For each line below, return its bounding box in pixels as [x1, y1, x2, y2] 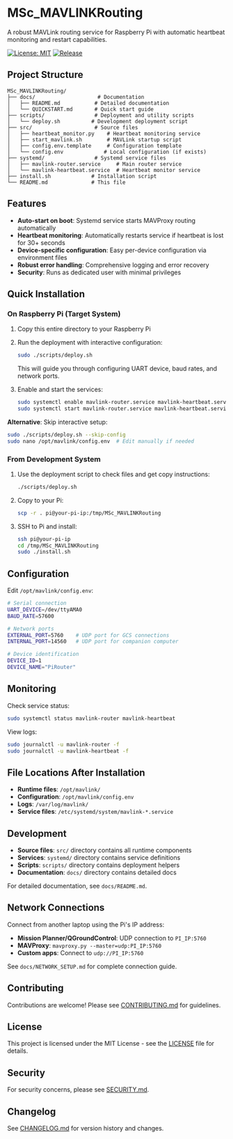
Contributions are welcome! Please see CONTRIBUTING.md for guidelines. [7, 1000, 221, 1009]
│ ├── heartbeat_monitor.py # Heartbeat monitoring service [7, 130, 200, 137]
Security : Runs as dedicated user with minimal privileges [17, 268, 182, 276]
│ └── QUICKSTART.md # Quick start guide [7, 106, 154, 113]
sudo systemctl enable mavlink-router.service [17, 399, 155, 406]
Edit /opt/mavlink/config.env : [7, 586, 94, 595]
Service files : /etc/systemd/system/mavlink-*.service [17, 808, 174, 816]
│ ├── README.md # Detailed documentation [7, 100, 170, 107]
